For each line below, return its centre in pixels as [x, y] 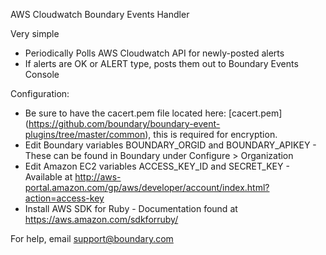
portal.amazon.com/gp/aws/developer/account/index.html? [147, 187]
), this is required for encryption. [211, 134]
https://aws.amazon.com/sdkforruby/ [101, 219]
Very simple [35, 33]
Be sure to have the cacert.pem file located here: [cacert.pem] [153, 113]
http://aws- [98, 177]
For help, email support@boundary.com [92, 238]
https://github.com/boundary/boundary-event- [124, 123]
